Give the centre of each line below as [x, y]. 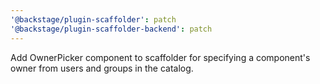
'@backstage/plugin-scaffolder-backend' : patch [111, 29]
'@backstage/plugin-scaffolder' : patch [93, 19]
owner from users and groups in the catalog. [102, 68]
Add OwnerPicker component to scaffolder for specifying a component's [160, 57]
